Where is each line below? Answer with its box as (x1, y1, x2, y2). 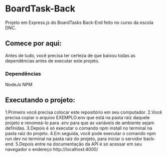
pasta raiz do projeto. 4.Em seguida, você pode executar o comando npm (5, 130, 156, 136)
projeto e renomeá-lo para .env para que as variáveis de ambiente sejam (5, 120, 155, 126)
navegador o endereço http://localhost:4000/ (5, 146, 98, 152)
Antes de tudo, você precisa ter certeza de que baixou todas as (5, 52, 136, 58)
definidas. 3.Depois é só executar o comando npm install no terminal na (5, 125, 153, 131)
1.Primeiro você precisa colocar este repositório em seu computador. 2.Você (5, 109, 163, 115)
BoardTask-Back (5, 3, 76, 14)
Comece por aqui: (5, 39, 62, 48)
